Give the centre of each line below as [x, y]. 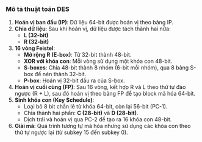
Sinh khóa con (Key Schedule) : [54, 100]
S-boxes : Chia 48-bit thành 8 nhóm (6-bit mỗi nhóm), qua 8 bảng [106, 68]
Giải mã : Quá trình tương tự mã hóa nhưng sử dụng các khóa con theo [103, 126]
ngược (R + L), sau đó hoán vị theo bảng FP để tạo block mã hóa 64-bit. [105, 94]
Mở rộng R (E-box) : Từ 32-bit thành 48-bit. [78, 55]
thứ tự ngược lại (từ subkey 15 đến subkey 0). [71, 132]
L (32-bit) [36, 35]
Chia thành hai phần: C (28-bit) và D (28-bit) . [81, 113]
